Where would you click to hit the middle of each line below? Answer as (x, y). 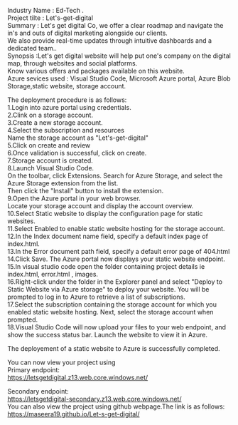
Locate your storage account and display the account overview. (101, 206)
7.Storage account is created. (50, 160)
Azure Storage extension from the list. (63, 183)
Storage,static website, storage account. (67, 86)
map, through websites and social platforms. (72, 63)
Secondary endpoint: (38, 391)
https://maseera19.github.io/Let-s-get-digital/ (74, 414)
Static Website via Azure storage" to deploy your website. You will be (108, 289)
